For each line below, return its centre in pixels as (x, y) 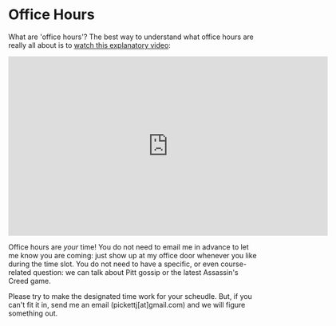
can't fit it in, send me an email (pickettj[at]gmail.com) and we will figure (127, 304)
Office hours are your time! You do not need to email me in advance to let (128, 247)
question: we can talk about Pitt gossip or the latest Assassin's (136, 272)
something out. (33, 313)
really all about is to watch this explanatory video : (90, 45)
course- (234, 264)
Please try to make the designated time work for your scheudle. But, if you (130, 296)
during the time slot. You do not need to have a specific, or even (114, 264)
